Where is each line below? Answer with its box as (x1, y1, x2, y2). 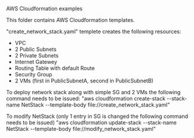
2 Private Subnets (14, 52, 59, 59)
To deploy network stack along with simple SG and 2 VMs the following (6, 89, 181, 95)
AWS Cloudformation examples (6, 5, 83, 12)
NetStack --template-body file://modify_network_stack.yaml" (6, 126, 156, 132)
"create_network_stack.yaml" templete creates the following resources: (6, 28, 182, 35)
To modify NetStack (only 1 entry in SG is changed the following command (6, 113, 189, 120)
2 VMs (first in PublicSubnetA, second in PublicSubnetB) (14, 77, 154, 84)
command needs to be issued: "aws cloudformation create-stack (6, 95, 165, 102)
